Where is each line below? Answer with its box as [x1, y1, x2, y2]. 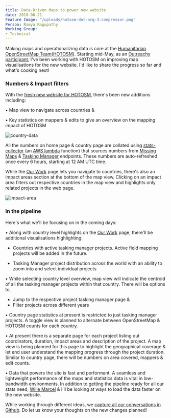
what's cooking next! [5, 67, 50, 73]
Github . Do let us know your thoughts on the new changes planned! [5, 407, 147, 413]
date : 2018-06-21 [5, 12, 42, 17]
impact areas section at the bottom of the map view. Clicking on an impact [5, 174, 162, 180]
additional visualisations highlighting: [5, 234, 83, 241]
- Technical [5, 31, 31, 36]
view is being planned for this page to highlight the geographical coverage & [5, 343, 166, 349]
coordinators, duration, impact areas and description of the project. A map [5, 338, 162, 344]
